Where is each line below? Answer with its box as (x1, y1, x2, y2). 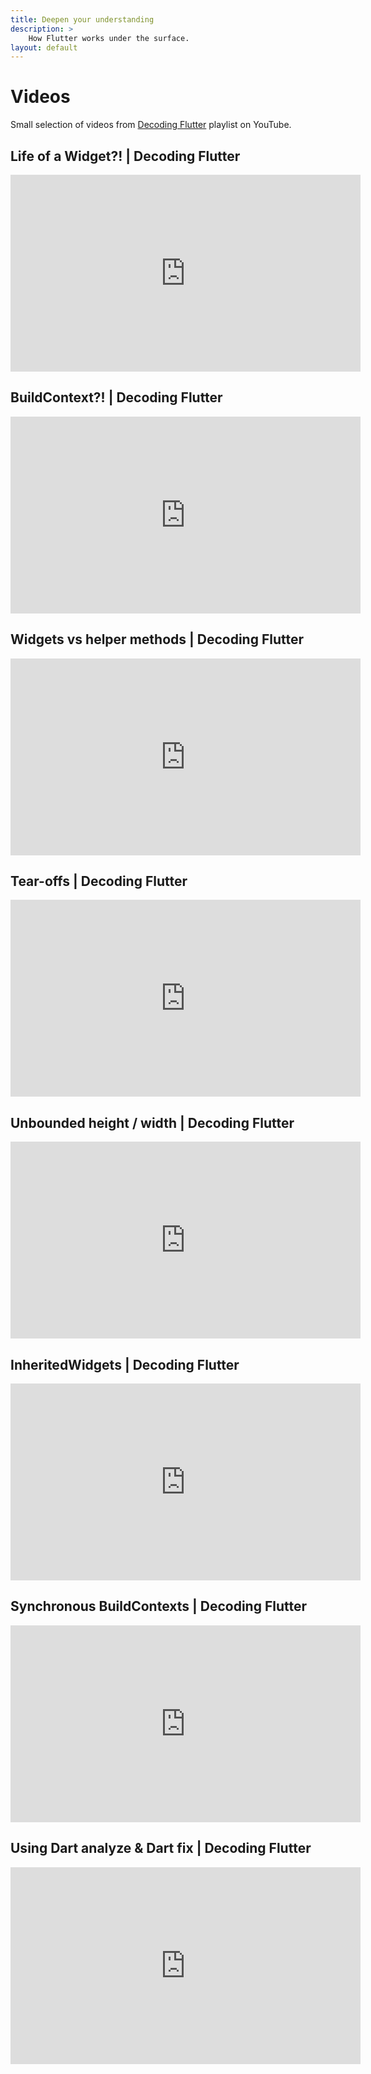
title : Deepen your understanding (10, 14, 155, 25)
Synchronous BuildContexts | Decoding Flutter (10, 1598, 308, 1615)
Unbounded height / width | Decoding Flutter (10, 1114, 295, 1131)
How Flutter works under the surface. (28, 33, 190, 43)
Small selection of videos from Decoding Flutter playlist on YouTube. (10, 119, 292, 131)
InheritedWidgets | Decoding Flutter (10, 1356, 240, 1373)
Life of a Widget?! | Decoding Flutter (10, 147, 241, 165)
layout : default (10, 42, 78, 53)
